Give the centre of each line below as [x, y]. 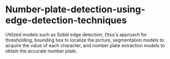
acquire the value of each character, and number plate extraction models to [85, 45]
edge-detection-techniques [66, 20]
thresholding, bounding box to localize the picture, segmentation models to [85, 40]
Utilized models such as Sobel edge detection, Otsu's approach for [76, 34]
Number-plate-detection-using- [75, 9]
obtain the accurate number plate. [41, 51]
